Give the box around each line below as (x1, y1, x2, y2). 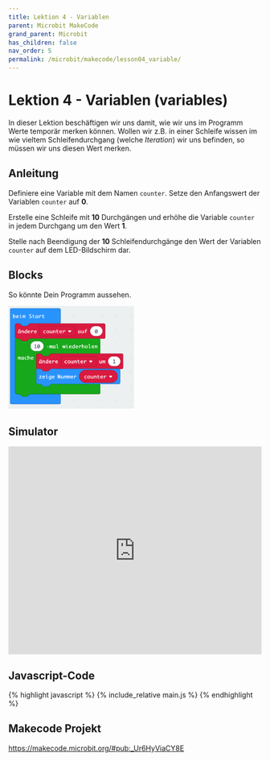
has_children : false (8, 39, 78, 47)
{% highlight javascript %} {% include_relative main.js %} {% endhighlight (8, 690, 253, 700)
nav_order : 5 (8, 47, 52, 56)
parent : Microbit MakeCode (8, 21, 99, 30)
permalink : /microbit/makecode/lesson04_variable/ (8, 56, 182, 64)
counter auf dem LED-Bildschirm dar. (8, 245, 131, 254)
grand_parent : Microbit (8, 30, 88, 38)
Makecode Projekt (8, 722, 102, 736)
